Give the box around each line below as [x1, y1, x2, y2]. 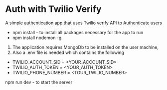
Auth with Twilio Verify [5, 3, 102, 15]
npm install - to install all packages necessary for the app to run [12, 29, 144, 35]
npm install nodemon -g [12, 35, 62, 41]
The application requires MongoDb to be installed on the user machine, [12, 44, 159, 50]
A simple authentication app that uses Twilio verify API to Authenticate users [5, 20, 162, 26]
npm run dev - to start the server [5, 79, 73, 85]
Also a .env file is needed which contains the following [12, 49, 125, 55]
